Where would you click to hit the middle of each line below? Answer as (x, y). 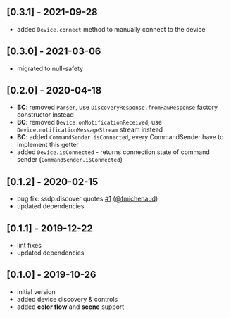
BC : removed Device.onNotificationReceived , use (89, 122)
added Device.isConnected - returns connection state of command (113, 152)
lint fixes (29, 246)
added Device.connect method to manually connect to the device (111, 29)
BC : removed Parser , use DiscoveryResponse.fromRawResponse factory (117, 107)
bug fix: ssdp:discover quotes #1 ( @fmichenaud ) (87, 199)
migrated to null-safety (50, 68)
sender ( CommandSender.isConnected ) (69, 160)
